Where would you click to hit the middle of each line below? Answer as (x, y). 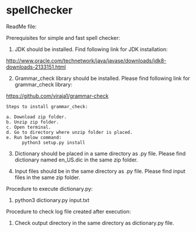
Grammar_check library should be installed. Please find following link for (102, 78)
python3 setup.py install (53, 142)
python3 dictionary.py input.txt (52, 200)
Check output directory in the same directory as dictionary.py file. (94, 223)
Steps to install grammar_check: (47, 106)
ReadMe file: (21, 26)
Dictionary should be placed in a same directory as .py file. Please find (100, 153)
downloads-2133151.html (36, 67)
